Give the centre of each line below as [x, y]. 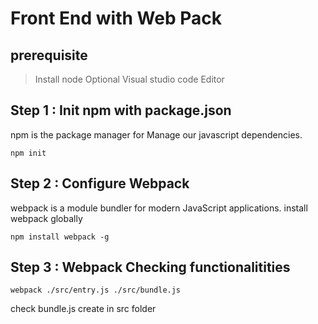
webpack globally [46, 218]
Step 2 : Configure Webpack [100, 183]
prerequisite [49, 55]
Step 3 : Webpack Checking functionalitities [150, 267]
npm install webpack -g [60, 237]
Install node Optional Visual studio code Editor [129, 79]
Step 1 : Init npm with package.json [121, 110]
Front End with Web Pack [116, 18]
